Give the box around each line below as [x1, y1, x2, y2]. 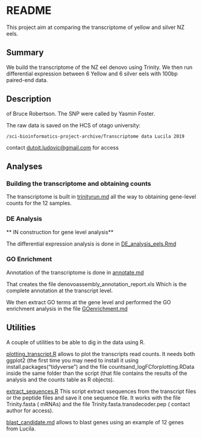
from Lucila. [6, 425, 36, 432]
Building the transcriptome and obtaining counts [6, 179, 151, 188]
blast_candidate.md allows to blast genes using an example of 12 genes [6, 418, 184, 426]
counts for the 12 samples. [6, 200, 72, 207]
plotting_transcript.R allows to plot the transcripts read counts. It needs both [6, 350, 195, 357]
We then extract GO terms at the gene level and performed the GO [6, 298, 171, 305]
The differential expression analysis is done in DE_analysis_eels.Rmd [6, 240, 177, 247]
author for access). [6, 407, 54, 414]
